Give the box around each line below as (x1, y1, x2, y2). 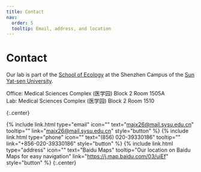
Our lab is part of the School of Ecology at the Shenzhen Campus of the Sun (6, 71, 195, 79)
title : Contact (6, 8, 44, 15)
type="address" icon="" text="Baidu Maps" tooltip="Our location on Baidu (6, 146, 191, 153)
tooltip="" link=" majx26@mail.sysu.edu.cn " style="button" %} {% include (6, 127, 189, 135)
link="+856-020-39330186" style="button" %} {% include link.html (6, 140, 173, 147)
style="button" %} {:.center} (6, 159, 77, 167)
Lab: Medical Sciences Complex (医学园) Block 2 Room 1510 (6, 97, 155, 105)
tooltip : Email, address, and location (11, 25, 112, 32)
